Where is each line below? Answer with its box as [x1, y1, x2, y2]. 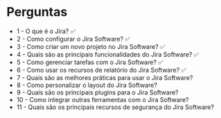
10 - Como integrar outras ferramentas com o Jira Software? [16, 95, 189, 104]
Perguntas [6, 4, 68, 20]
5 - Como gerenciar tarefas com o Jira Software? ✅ [16, 58, 163, 66]
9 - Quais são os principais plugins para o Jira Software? [16, 88, 179, 97]
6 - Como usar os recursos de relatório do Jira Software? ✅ [16, 66, 187, 74]
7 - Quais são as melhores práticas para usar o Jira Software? [16, 73, 193, 81]
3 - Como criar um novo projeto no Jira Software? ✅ [16, 42, 166, 50]
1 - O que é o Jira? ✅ [16, 27, 76, 35]
